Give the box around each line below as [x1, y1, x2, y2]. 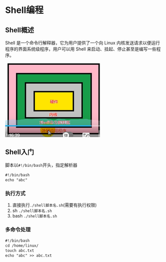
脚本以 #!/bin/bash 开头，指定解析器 [5, 162, 78, 168]
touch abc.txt [5, 248, 35, 253]
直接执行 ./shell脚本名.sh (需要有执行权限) [12, 202, 97, 208]
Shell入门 [5, 148, 34, 157]
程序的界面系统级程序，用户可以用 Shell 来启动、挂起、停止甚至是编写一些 [5, 46, 157, 52]
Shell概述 [5, 26, 34, 34]
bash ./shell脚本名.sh [12, 213, 57, 219]
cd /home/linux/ [5, 243, 39, 248]
